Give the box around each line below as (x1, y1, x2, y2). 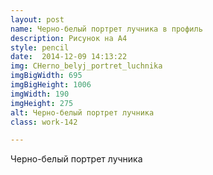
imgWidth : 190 (10, 89, 70, 99)
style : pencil (10, 42, 70, 53)
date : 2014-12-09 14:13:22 (10, 52, 128, 62)
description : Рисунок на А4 (10, 33, 128, 43)
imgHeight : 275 (10, 98, 74, 108)
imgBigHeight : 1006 (10, 80, 92, 90)
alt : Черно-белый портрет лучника (10, 107, 155, 118)
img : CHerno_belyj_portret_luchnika (10, 61, 163, 71)
